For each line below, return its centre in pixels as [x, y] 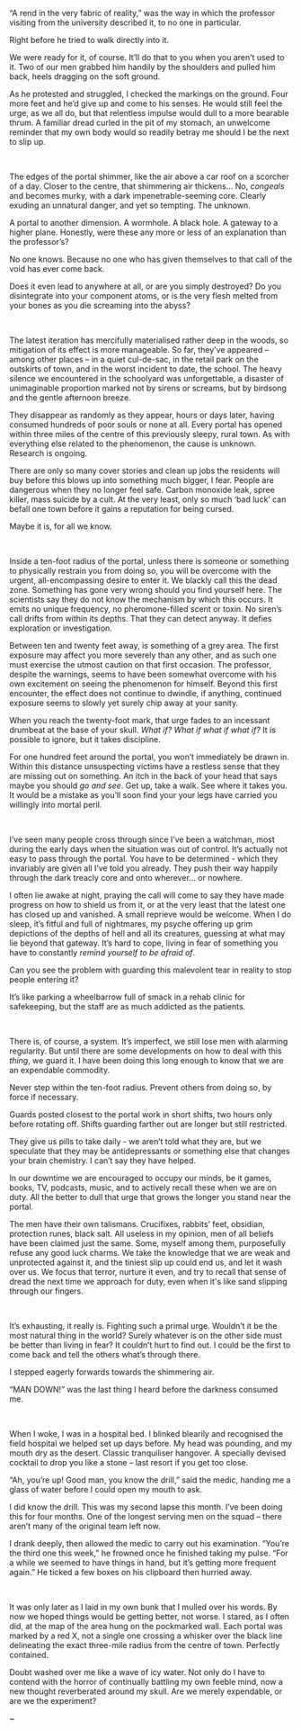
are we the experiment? [53, 1701]
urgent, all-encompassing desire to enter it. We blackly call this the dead [143, 580]
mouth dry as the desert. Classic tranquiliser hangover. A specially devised [148, 1453]
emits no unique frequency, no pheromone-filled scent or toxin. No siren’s [146, 609]
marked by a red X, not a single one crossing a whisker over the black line [146, 1636]
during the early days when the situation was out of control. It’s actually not [149, 849]
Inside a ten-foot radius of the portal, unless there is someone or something [149, 561]
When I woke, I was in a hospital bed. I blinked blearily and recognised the [146, 1434]
